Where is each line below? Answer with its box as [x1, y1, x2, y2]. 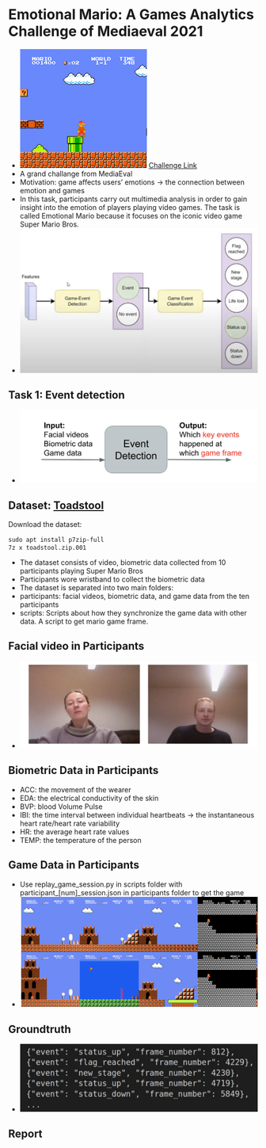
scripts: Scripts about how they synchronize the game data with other [19, 608, 247, 617]
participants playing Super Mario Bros [19, 566, 144, 575]
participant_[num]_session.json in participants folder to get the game [19, 887, 245, 897]
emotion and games [19, 185, 85, 195]
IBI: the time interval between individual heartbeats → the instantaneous [19, 810, 255, 819]
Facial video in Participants [8, 639, 145, 653]
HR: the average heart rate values [19, 826, 130, 837]
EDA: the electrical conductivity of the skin [19, 793, 159, 803]
